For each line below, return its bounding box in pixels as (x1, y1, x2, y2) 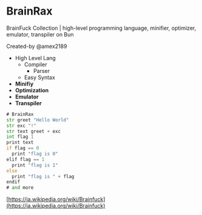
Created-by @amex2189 (6, 43, 67, 50)
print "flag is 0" (12, 151, 59, 157)
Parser (33, 67, 50, 74)
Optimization (15, 86, 49, 94)
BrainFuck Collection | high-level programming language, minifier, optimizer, (6, 24, 197, 32)
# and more (6, 185, 34, 191)
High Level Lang (15, 54, 56, 61)
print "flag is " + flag (12, 173, 75, 180)
